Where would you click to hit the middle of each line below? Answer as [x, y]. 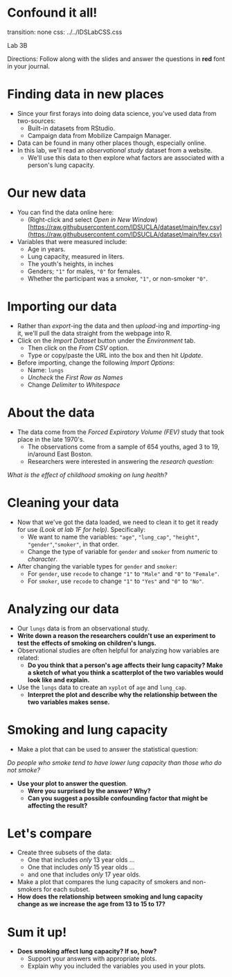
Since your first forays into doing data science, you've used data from [117, 113]
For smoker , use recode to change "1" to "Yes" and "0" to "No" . [116, 581]
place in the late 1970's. [51, 439]
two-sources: [36, 121]
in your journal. [29, 66]
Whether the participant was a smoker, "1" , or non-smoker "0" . [117, 278]
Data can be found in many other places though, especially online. [111, 143]
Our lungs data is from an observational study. [83, 628]
